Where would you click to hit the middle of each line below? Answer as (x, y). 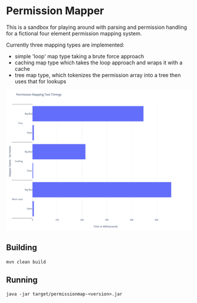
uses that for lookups (40, 81)
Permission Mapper (55, 11)
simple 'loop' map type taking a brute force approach (79, 56)
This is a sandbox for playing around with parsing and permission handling (97, 27)
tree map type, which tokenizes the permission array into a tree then (98, 75)
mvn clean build (26, 262)
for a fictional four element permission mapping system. (74, 33)
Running (22, 280)
